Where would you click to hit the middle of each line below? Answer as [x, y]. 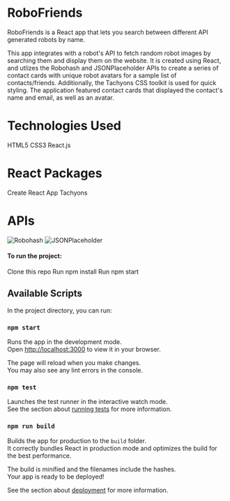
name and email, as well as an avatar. [61, 97]
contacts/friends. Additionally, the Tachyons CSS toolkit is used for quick [112, 82]
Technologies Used [64, 126]
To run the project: [35, 256]
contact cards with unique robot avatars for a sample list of [92, 75]
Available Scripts [45, 293]
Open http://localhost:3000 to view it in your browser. [84, 350]
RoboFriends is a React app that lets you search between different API [108, 32]
